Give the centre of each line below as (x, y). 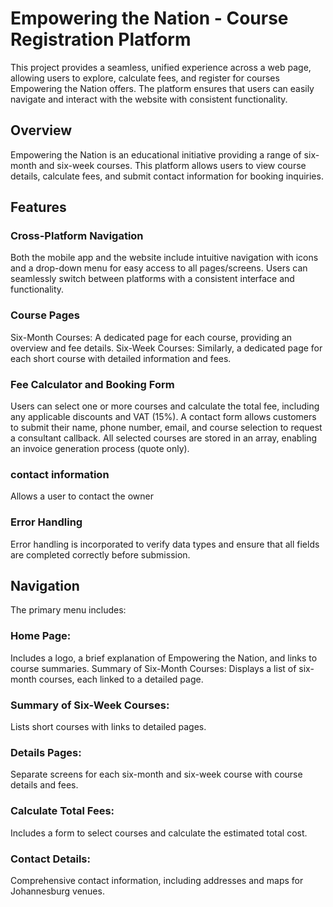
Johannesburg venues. (57, 891)
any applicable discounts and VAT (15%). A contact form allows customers (163, 417)
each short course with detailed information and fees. (121, 358)
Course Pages (45, 315)
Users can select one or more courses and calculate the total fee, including (165, 406)
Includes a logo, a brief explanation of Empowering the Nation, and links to (164, 658)
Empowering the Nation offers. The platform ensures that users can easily (162, 88)
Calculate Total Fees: (62, 811)
